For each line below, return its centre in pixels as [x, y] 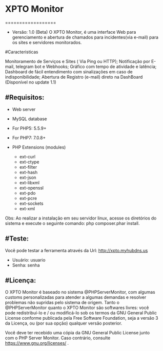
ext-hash [28, 172]
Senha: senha [26, 265]
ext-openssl [31, 188]
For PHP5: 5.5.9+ [29, 128]
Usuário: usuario [29, 260]
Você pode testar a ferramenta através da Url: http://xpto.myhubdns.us [76, 250]
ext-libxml [30, 182]
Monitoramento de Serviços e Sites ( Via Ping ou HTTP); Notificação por [78, 61]
